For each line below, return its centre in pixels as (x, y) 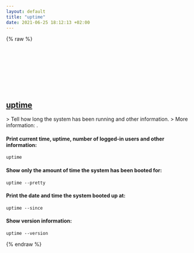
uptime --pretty (26, 183)
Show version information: (39, 221)
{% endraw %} (24, 244)
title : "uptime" (26, 17)
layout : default (26, 11)
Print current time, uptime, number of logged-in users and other (85, 139)
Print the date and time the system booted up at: (66, 196)
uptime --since (25, 208)
